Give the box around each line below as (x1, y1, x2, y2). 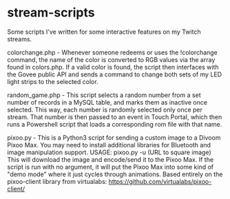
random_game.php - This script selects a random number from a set (7, 91, 201, 99)
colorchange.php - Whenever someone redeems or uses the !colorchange (7, 48, 218, 56)
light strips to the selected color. (7, 77, 98, 85)
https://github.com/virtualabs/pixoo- (108, 177, 212, 185)
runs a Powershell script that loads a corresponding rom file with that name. (7, 120, 222, 128)
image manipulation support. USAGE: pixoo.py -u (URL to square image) (7, 148, 211, 156)
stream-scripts (7, 5, 95, 21)
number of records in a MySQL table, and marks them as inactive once (7, 98, 208, 106)
